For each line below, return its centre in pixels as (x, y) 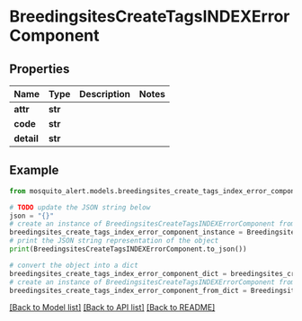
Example (34, 170)
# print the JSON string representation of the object (114, 241)
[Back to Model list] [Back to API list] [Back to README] (112, 308)
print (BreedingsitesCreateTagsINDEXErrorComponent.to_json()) (128, 249)
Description (105, 94)
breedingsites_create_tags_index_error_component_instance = (126, 232)
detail (26, 138)
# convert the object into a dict (74, 265)
